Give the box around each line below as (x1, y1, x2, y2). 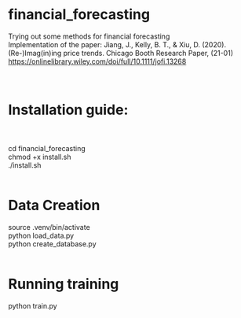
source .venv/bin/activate (8, 222, 90, 231)
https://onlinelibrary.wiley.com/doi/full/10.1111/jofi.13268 (8, 57, 187, 66)
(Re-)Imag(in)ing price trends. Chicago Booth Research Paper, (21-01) (8, 48, 234, 57)
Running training (8, 275, 119, 293)
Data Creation (8, 197, 100, 214)
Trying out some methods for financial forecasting (8, 31, 170, 41)
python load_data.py (8, 231, 75, 240)
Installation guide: (8, 101, 129, 119)
